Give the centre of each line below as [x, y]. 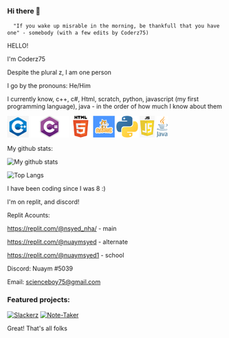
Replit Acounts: [29, 215]
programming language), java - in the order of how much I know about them [115, 107]
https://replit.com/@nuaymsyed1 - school [66, 255]
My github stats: [30, 149]
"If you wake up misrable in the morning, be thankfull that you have [117, 26]
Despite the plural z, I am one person [59, 72]
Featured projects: [39, 300]
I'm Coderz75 [26, 59]
